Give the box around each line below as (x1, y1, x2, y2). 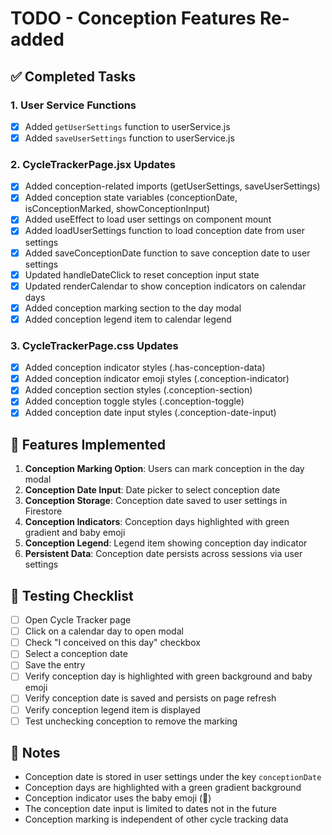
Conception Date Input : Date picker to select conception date (24, 484, 281, 496)
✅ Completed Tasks (10, 68, 137, 85)
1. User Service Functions (10, 98, 137, 112)
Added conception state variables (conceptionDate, (24, 192, 238, 204)
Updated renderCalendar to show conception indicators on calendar (24, 280, 307, 292)
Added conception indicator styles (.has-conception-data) (24, 362, 266, 374)
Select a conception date (24, 648, 128, 660)
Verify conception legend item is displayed (24, 703, 201, 716)
